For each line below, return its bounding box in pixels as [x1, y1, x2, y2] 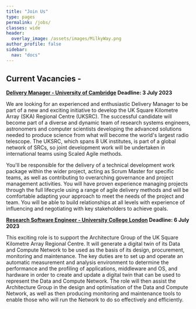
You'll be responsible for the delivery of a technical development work [6, 162, 176, 169]
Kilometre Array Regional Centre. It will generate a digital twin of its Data [6, 241, 180, 248]
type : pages [6, 14, 35, 20]
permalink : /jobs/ [6, 19, 51, 25]
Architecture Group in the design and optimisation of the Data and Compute [6, 284, 188, 291]
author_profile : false [6, 42, 61, 47]
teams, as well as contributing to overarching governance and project [6, 174, 174, 181]
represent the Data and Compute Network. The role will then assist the [6, 277, 176, 284]
